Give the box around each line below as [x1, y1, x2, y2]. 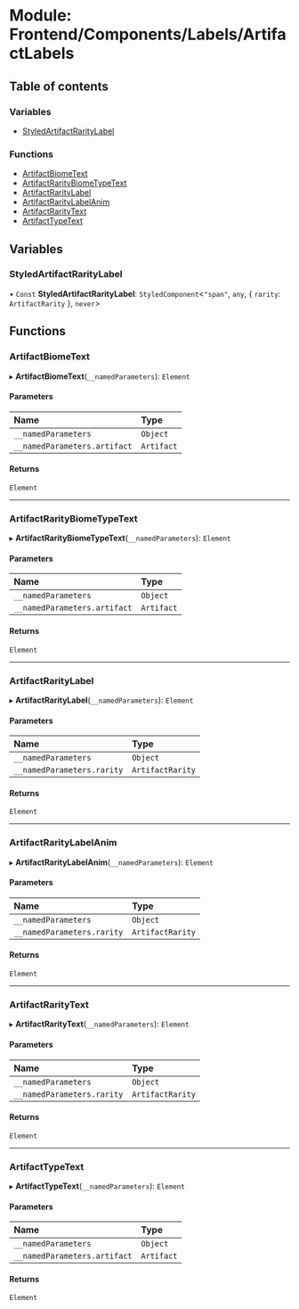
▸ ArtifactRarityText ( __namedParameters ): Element [9, 1018, 190, 1030]
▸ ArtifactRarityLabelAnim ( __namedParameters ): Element [9, 857, 214, 868]
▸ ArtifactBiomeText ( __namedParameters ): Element [9, 371, 190, 382]
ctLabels [9, 44, 75, 63]
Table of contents [9, 78, 109, 94]
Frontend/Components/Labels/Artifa [9, 24, 287, 45]
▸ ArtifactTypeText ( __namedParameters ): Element [9, 1181, 185, 1191]
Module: [9, 5, 72, 26]
